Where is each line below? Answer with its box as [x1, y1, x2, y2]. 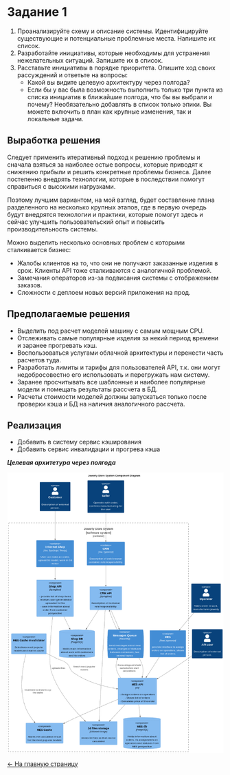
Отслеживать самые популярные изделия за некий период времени [16, 333, 218, 342]
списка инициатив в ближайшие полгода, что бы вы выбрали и [27, 92, 213, 101]
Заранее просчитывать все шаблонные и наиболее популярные [16, 378, 206, 386]
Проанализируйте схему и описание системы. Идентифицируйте [16, 27, 209, 35]
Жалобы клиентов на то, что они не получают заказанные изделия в [16, 259, 218, 267]
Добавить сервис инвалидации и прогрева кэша [16, 445, 161, 453]
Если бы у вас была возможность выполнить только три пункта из [27, 85, 223, 94]
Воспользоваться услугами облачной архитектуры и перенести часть [16, 349, 224, 357]
